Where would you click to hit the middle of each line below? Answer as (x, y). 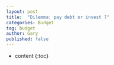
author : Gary (22, 34)
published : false (27, 39)
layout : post (22, 12)
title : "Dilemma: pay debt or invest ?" (58, 17)
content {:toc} (32, 56)
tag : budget (21, 28)
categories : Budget (30, 22)
